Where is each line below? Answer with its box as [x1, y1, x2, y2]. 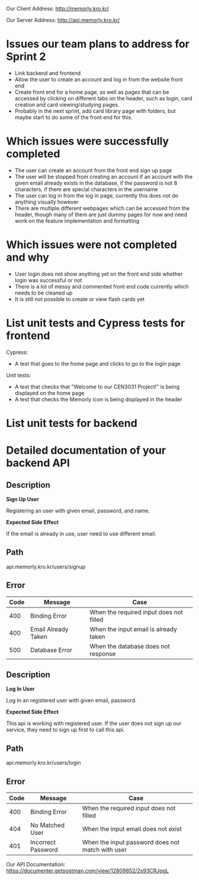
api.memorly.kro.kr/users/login [6, 759, 81, 767]
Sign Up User [6, 495, 40, 502]
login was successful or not [14, 276, 82, 284]
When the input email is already [89, 625, 178, 633]
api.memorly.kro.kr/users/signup [6, 563, 86, 570]
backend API [6, 457, 70, 470]
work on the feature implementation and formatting [14, 217, 140, 224]
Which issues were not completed [6, 238, 178, 252]
